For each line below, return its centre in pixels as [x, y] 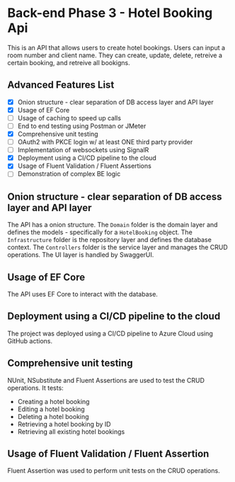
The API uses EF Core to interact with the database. [82, 294]
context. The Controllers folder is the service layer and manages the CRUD [117, 247]
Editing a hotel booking [51, 409]
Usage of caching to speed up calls [69, 117]
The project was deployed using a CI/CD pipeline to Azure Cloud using [110, 333]
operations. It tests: [35, 388]
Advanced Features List [61, 85]
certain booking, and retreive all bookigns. [69, 62]
